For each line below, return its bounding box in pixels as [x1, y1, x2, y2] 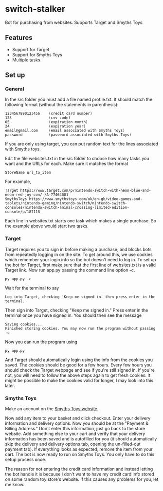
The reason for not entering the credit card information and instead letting [5, 466, 153, 472]
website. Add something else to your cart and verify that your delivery [5, 431, 145, 436]
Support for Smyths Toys [12, 52, 62, 57]
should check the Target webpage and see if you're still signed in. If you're [5, 367, 155, 373]
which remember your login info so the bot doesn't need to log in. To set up [5, 256, 157, 262]
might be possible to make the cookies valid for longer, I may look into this [5, 377, 154, 383]
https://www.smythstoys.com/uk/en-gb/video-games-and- [29, 197, 143, 201]
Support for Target [12, 46, 50, 52]
